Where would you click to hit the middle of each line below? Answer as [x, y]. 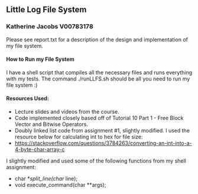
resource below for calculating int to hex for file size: [79, 137]
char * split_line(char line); [46, 179]
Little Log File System [46, 10]
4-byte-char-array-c [40, 150]
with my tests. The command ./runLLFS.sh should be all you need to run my [98, 79]
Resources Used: [27, 98]
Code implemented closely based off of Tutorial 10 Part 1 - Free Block [99, 118]
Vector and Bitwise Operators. [51, 124]
